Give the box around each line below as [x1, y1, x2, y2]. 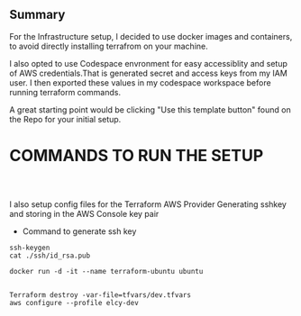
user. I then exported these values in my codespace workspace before [9, 77, 272, 88]
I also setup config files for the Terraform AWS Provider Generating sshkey [9, 198, 287, 210]
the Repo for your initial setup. [9, 113, 122, 124]
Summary [9, 7, 66, 23]
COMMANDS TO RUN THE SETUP [9, 146, 264, 166]
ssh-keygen [9, 243, 50, 252]
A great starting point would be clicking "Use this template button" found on [9, 104, 291, 115]
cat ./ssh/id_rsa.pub [9, 251, 91, 260]
